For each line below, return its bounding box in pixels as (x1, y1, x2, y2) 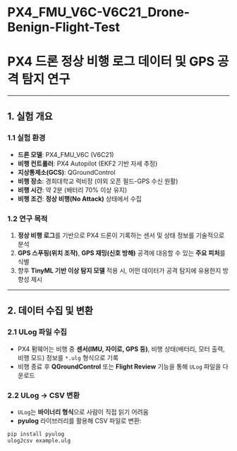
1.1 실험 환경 (7, 133, 46, 143)
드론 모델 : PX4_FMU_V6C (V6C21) (17, 150, 114, 159)
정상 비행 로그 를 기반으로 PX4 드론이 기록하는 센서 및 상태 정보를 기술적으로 (17, 231, 225, 240)
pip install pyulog (7, 431, 65, 438)
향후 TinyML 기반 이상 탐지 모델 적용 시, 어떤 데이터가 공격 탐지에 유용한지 (17, 266, 221, 275)
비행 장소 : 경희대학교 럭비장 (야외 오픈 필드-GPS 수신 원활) (17, 177, 178, 185)
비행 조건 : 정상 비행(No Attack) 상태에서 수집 (17, 194, 142, 203)
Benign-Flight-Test (7, 19, 121, 35)
